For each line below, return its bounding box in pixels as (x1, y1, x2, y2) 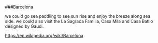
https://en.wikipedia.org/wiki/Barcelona (5, 33, 84, 38)
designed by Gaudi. (5, 23, 44, 29)
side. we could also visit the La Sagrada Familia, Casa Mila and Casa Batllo (5, 19, 153, 24)
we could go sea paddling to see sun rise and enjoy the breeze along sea (5, 13, 151, 19)
